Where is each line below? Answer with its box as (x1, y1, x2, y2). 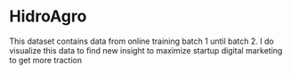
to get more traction (9, 54, 83, 65)
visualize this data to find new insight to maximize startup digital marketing (9, 45, 283, 55)
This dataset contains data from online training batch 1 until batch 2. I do (9, 36, 274, 46)
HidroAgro (9, 6, 87, 27)
